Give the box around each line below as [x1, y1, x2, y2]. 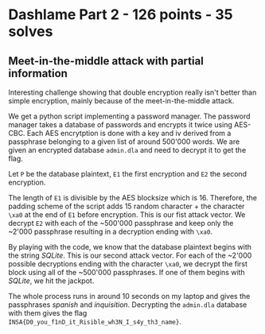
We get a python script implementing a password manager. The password [8, 111, 251, 121]
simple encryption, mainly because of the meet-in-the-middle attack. [8, 96, 235, 105]
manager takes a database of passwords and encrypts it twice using [8, 120, 233, 129]
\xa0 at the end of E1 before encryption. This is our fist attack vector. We [8, 210, 246, 219]
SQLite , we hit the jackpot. [8, 276, 95, 285]
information [8, 66, 68, 80]
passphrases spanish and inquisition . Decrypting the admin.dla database [8, 300, 247, 309]
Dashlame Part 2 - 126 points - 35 [8, 6, 233, 24]
